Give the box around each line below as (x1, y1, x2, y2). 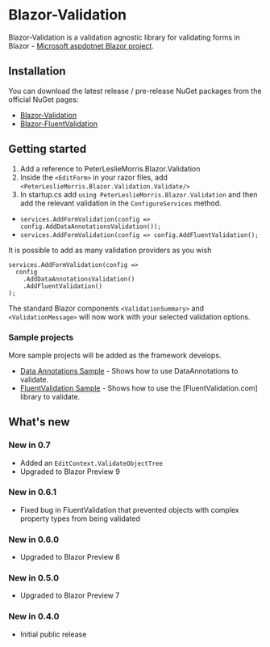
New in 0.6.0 (8, 534, 59, 545)
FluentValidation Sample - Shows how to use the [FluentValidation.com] (19, 383, 258, 393)
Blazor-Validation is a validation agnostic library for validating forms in (8, 32, 240, 42)
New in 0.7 (8, 439, 51, 450)
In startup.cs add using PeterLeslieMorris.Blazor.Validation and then (19, 189, 258, 199)
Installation (8, 65, 66, 78)
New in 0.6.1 (8, 487, 56, 498)
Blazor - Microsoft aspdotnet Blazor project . (8, 40, 155, 50)
